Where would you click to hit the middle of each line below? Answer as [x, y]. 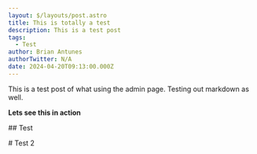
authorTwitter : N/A [40, 60]
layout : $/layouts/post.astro [58, 15]
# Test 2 [22, 143]
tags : [17, 37]
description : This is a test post [65, 30]
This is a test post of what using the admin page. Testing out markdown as [129, 89]
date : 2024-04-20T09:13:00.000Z [61, 67]
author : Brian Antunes [45, 52]
